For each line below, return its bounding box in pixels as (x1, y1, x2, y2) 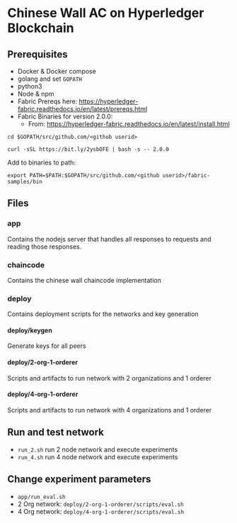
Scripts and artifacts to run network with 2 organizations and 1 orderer (7, 373, 212, 382)
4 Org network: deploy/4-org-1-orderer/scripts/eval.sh (17, 507, 185, 515)
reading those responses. (7, 242, 82, 251)
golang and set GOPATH (17, 74, 83, 83)
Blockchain (7, 20, 74, 36)
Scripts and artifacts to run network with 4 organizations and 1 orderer (7, 405, 212, 414)
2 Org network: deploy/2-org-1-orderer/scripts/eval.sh (17, 500, 184, 508)
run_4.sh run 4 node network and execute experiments (17, 452, 178, 461)
